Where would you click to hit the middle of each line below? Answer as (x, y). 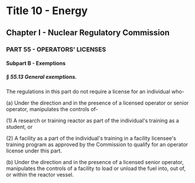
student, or (19, 127)
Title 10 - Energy (47, 11)
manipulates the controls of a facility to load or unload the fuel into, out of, (96, 168)
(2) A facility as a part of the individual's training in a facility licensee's (91, 138)
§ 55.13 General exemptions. (42, 76)
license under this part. (34, 151)
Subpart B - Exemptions (36, 64)
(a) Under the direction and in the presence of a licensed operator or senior (97, 103)
